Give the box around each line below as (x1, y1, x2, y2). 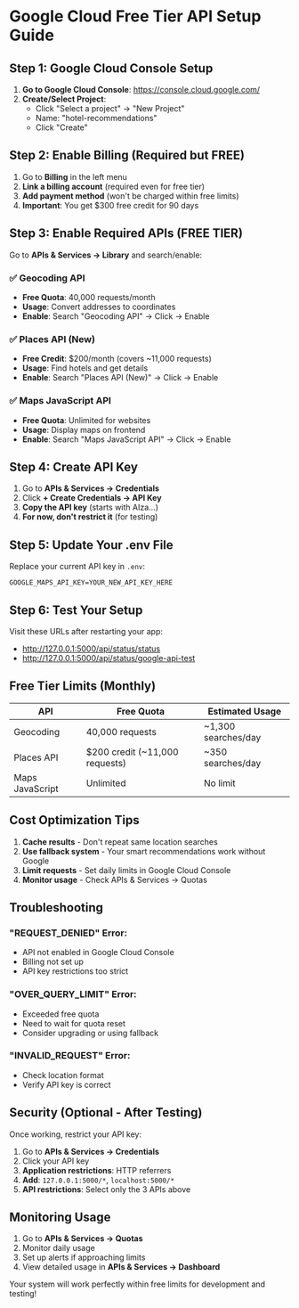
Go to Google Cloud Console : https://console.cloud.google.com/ (21, 85, 261, 94)
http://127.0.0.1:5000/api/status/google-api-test (21, 652, 196, 663)
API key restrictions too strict (21, 966, 129, 977)
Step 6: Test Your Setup (9, 602, 143, 617)
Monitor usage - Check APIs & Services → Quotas (21, 874, 207, 885)
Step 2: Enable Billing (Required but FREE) (9, 148, 245, 163)
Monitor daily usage (21, 1243, 95, 1254)
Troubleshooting (9, 900, 104, 915)
